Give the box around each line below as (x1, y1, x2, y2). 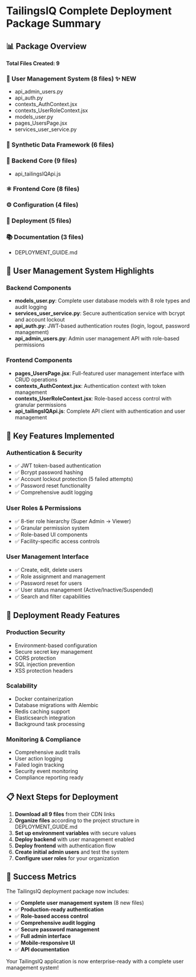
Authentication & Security (6, 448, 83, 457)
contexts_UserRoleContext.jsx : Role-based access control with (14, 394, 172, 402)
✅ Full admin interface (14, 933, 71, 940)
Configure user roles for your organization (14, 854, 120, 861)
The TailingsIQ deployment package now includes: (6, 887, 130, 895)
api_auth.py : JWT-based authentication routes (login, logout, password (14, 322, 190, 330)
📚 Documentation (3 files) (6, 233, 84, 241)
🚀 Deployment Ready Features (6, 610, 120, 620)
